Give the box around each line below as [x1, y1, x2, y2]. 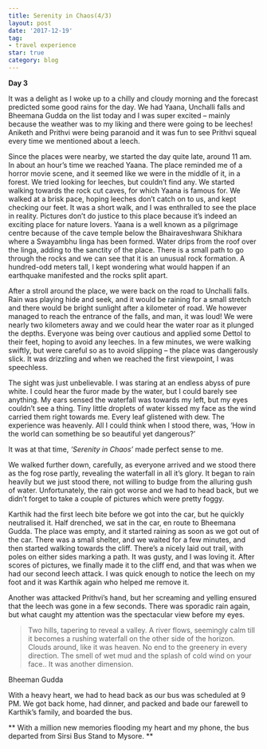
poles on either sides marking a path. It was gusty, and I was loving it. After [8, 552, 255, 561]
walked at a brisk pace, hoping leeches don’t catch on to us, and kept [8, 193, 237, 204]
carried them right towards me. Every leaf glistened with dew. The [8, 412, 226, 421]
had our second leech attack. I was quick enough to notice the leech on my [8, 568, 255, 578]
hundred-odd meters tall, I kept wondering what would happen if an [8, 261, 230, 272]
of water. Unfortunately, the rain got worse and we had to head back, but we [8, 485, 259, 495]
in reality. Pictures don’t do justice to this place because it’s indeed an [8, 211, 238, 221]
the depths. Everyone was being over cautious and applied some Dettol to [8, 329, 251, 338]
